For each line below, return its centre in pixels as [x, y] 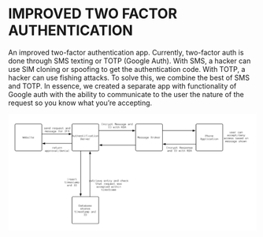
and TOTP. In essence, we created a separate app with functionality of [122, 86]
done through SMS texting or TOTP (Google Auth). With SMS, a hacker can [130, 61]
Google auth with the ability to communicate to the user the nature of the [126, 94]
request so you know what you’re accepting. [80, 103]
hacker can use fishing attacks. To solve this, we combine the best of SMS [129, 77]
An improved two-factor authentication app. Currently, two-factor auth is [126, 52]
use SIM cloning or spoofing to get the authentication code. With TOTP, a [127, 69]
